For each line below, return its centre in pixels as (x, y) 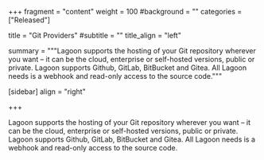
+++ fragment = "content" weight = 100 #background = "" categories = (125, 12)
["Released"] (29, 20)
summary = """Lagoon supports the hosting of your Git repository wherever (132, 51)
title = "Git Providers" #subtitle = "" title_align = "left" (95, 35)
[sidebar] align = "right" (47, 92)
